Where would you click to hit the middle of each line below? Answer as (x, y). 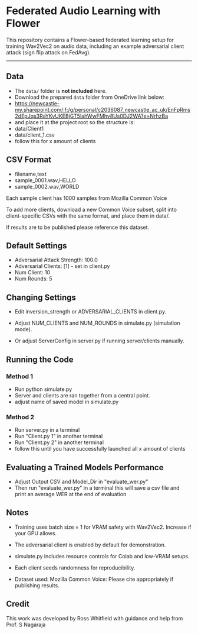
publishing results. (37, 585)
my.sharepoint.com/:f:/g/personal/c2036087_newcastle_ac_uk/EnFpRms (103, 109)
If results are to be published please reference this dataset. (78, 227)
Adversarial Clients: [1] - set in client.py (62, 266)
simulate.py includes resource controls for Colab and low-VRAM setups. (102, 556)
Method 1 (20, 376)
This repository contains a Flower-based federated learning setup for (90, 40)
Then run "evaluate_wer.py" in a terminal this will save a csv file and (97, 488)
